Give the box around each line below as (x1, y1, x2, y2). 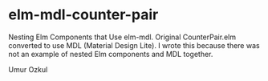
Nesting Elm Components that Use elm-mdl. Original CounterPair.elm (8, 32, 237, 42)
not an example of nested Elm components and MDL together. (8, 49, 213, 59)
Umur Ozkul (8, 64, 48, 74)
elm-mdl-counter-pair (8, 6, 159, 24)
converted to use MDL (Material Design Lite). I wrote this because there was (8, 40, 260, 50)
